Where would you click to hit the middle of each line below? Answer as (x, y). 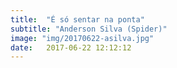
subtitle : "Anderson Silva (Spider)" (89, 29)
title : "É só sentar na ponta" (77, 19)
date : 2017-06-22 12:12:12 (71, 47)
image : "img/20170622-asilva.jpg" (82, 38)
